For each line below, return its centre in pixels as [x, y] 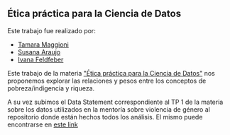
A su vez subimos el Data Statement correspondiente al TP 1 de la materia [115, 102]
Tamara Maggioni [43, 45]
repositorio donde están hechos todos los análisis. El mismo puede [105, 117]
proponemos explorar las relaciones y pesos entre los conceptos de [107, 81]
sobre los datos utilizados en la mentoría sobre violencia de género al [109, 109]
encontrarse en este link [43, 124]
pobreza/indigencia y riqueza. [51, 88]
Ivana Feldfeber [40, 59]
